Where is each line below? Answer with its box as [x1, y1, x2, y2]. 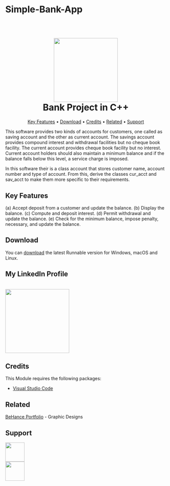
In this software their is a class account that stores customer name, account [5, 166, 165, 172]
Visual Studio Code [12, 385, 54, 391]
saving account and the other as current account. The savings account [5, 134, 155, 140]
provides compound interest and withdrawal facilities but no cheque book [5, 140, 160, 146]
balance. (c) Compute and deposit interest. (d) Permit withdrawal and [5, 210, 151, 216]
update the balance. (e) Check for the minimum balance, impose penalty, [5, 216, 159, 222]
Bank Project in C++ [42, 102, 129, 113]
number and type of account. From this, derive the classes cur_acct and [5, 171, 157, 177]
